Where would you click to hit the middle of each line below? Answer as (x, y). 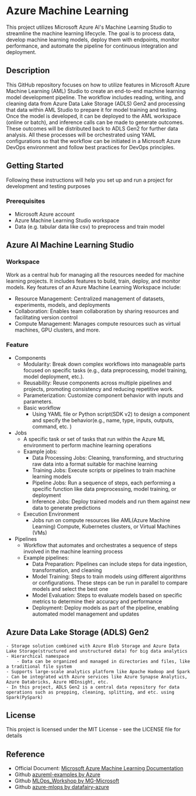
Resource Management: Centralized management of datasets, (90, 299)
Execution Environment (51, 514)
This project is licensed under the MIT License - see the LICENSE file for (93, 730)
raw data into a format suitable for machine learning (95, 464)
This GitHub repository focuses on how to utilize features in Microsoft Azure (98, 85)
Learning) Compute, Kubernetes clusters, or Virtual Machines (106, 526)
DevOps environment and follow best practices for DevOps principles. (91, 147)
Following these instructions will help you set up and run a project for (89, 180)
